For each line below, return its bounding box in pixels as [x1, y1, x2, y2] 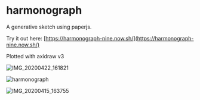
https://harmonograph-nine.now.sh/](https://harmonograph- [45, 35, 194, 42]
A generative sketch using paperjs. [6, 23, 92, 30]
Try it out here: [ [6, 35, 46, 42]
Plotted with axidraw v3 [6, 52, 64, 60]
